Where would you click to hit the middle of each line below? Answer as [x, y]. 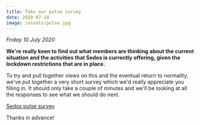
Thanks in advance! [30, 118]
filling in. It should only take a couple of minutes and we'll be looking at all [97, 88]
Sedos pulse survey [30, 106]
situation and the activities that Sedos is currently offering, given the [93, 58]
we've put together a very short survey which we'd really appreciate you [95, 82]
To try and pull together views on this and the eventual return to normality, [97, 76]
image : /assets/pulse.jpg [38, 23]
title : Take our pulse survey [44, 12]
